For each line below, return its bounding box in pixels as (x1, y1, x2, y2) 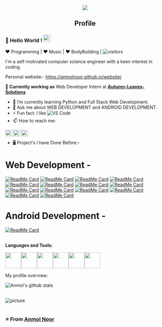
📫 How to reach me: (12, 117, 56, 124)
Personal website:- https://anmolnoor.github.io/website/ (5, 74, 122, 80)
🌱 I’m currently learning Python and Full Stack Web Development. (12, 99, 149, 105)
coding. (5, 64, 21, 70)
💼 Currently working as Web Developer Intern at (5, 83, 107, 90)
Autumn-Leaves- (107, 83, 145, 90)
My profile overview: (5, 272, 48, 278)
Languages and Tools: (5, 242, 53, 248)
